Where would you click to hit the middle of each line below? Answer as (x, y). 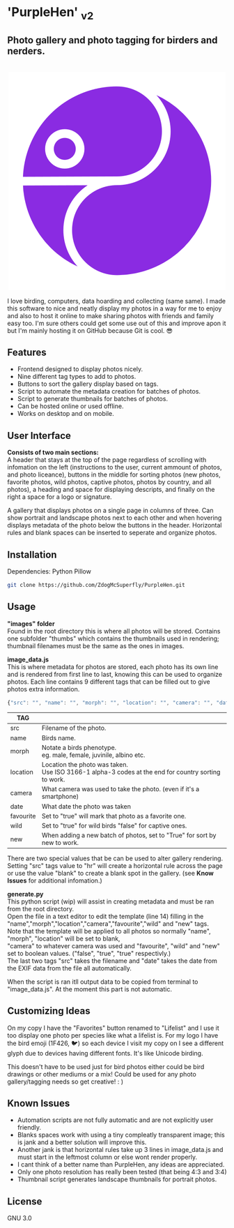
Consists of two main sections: (53, 452)
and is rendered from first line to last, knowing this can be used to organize (115, 674)
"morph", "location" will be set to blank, (64, 938)
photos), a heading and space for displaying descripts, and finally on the (111, 490)
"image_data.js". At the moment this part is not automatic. (90, 989)
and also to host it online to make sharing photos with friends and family (111, 315)
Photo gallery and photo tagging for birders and (112, 40)
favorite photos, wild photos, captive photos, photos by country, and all (109, 482)
